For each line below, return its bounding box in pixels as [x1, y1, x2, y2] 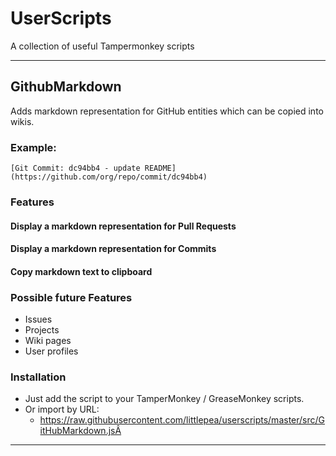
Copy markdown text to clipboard [10, 265, 153, 277]
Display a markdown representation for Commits [10, 243, 217, 255]
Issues [24, 313, 53, 326]
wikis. [10, 115, 35, 127]
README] [144, 163, 177, 174]
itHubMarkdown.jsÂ [39, 425, 122, 437]
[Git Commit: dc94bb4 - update [10, 163, 141, 174]
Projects [24, 324, 60, 336]
